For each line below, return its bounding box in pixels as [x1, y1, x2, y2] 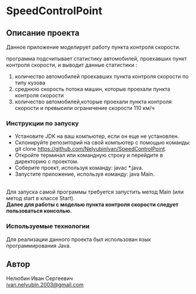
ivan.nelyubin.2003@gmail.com [6, 281, 84, 289]
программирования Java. [6, 242, 71, 249]
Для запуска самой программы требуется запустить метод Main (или [6, 188, 184, 195]
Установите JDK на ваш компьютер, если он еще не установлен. [14, 132, 179, 140]
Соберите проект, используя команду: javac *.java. [14, 165, 144, 172]
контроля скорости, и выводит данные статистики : [6, 61, 138, 68]
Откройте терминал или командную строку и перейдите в [14, 151, 163, 159]
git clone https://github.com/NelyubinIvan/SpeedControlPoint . [14, 146, 167, 153]
